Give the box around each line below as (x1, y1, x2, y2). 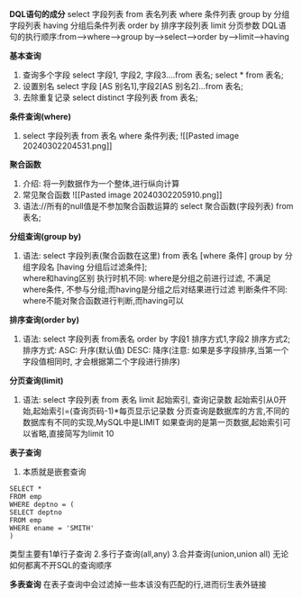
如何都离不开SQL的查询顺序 (9, 560, 113, 570)
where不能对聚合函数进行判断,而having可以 (22, 295, 184, 305)
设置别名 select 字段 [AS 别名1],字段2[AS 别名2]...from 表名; (22, 81, 243, 91)
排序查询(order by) (9, 314, 79, 325)
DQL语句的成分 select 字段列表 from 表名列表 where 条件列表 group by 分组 (9, 9, 290, 19)
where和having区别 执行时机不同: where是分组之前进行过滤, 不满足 (22, 273, 271, 283)
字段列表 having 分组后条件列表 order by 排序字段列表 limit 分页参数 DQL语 (9, 20, 287, 31)
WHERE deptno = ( (9, 500, 75, 509)
